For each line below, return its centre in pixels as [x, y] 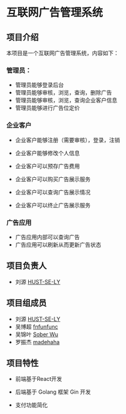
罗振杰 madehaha [37, 342]
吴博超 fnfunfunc [36, 326]
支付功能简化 [31, 405]
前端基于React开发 [39, 379]
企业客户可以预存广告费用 [47, 166]
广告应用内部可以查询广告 [47, 237]
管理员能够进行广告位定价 [47, 108]
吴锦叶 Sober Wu [37, 334]
